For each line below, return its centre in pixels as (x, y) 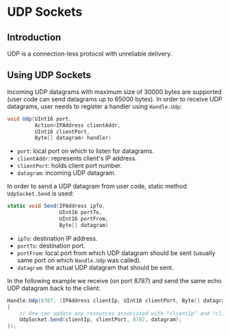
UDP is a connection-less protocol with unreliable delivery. (90, 53)
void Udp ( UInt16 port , (39, 119)
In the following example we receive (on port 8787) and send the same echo (115, 280)
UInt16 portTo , (81, 213)
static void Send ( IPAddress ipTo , (56, 206)
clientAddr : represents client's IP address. (77, 158)
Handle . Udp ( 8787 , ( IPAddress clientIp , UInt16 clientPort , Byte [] (104, 300)
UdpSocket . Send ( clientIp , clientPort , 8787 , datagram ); (101, 320)
